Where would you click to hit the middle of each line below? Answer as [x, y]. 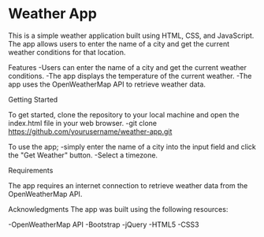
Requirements [31, 170]
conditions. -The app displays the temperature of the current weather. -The [130, 76]
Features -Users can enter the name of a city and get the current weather [127, 67]
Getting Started [33, 99]
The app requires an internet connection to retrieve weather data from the [128, 185]
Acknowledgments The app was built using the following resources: [118, 209]
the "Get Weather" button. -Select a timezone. [83, 155]
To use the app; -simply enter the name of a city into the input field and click [132, 146]
